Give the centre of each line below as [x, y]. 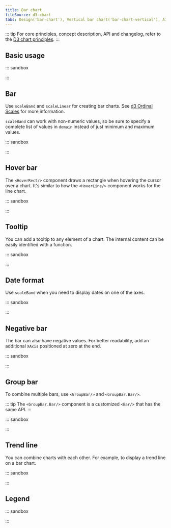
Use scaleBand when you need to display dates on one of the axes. [75, 293]
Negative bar [26, 328]
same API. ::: [19, 410]
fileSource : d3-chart [28, 15]
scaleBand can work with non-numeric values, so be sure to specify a [78, 121]
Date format [25, 280]
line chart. [16, 191]
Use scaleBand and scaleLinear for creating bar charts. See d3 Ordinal [79, 106]
